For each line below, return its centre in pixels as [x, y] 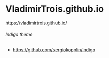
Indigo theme [19, 34]
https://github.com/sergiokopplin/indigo [54, 50]
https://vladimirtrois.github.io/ [36, 23]
